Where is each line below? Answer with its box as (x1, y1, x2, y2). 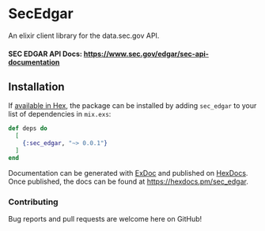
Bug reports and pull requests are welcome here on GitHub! (8, 214, 203, 224)
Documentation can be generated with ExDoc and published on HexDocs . (8, 168, 248, 177)
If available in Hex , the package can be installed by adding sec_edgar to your (8, 101, 257, 110)
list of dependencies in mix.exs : (8, 110, 112, 119)
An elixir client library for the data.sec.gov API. (8, 31, 160, 40)
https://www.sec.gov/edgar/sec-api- (83, 49, 210, 58)
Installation (8, 80, 65, 93)
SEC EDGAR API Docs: (8, 49, 83, 58)
